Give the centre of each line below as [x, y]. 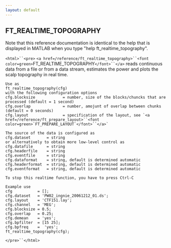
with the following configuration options [51, 93]
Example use [18, 187]
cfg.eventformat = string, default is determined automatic [73, 169]
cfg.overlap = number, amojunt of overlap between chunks [83, 106]
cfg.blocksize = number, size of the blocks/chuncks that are [86, 98]
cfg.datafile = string [35, 147]
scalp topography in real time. [37, 75]
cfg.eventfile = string [35, 156]
